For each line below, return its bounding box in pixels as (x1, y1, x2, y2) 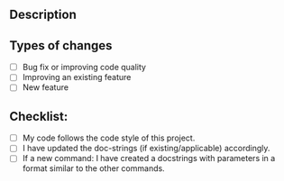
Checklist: (9, 108, 69, 124)
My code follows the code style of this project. (22, 132, 196, 143)
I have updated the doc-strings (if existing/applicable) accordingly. (22, 143, 270, 154)
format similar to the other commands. (22, 163, 165, 174)
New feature (22, 82, 69, 93)
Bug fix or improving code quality (22, 62, 147, 73)
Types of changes (9, 38, 113, 53)
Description (9, 7, 77, 23)
